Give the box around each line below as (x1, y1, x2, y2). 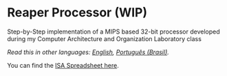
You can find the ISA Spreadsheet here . (7, 61, 119, 69)
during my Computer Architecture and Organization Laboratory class (7, 34, 202, 42)
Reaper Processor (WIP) (7, 5, 148, 21)
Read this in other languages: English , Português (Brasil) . (7, 48, 170, 56)
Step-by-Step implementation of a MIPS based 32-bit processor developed (7, 27, 220, 36)
